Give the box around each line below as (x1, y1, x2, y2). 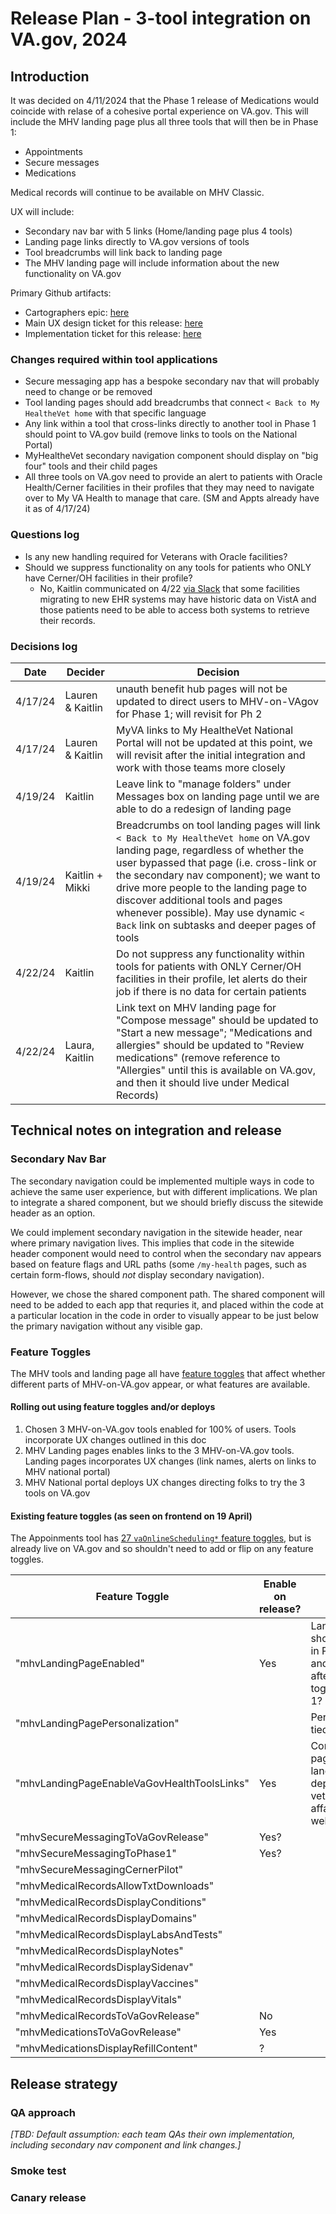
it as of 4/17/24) (24, 503, 91, 515)
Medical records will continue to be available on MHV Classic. (10, 187, 265, 198)
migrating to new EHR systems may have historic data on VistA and (39, 593, 317, 605)
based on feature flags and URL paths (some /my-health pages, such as (10, 1258, 307, 1270)
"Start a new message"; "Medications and (115, 1025, 313, 1039)
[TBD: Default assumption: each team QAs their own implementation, (10, 2128, 296, 2140)
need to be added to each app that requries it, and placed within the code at (10, 1298, 324, 1311)
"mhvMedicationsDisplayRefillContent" (15, 2042, 198, 2056)
